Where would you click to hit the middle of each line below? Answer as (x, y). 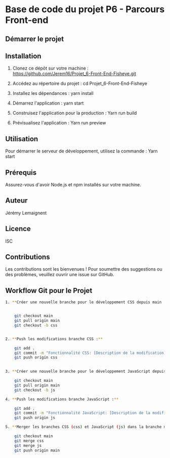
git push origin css (36, 357)
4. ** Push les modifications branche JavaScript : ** (62, 399)
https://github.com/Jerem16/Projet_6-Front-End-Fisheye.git (74, 74)
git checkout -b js (35, 390)
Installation (23, 56)
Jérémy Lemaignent (26, 213)
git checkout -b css (36, 325)
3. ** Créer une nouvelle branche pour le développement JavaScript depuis (86, 372)
